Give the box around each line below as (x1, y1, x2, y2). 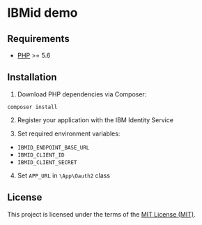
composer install (7, 103, 58, 110)
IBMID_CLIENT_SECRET (17, 159, 77, 166)
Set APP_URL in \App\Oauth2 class (17, 171, 110, 180)
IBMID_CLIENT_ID (17, 152, 65, 159)
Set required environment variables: (17, 129, 121, 138)
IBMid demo (7, 5, 78, 21)
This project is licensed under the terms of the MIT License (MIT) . (7, 210, 196, 218)
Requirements (7, 33, 70, 45)
